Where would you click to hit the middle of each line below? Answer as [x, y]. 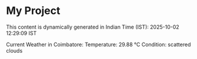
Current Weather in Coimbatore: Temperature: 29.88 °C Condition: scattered [98, 44]
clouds [14, 50]
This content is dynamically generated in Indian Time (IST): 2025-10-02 [93, 27]
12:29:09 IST [21, 33]
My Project [33, 11]
